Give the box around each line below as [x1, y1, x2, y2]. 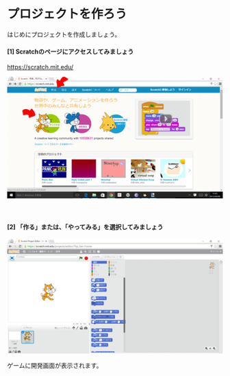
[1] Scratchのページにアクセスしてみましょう [7, 47, 134, 56]
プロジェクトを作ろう [7, 6, 128, 22]
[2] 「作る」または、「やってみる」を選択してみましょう [7, 223, 164, 231]
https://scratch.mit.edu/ [7, 63, 74, 71]
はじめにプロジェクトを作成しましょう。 [7, 30, 121, 38]
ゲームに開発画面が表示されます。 [7, 361, 103, 369]
